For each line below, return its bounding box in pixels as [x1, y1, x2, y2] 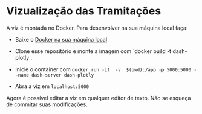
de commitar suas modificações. [6, 101, 88, 108]
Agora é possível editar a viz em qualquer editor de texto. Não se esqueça [6, 94, 191, 101]
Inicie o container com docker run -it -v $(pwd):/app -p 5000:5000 [15, 65, 192, 73]
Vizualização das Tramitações [6, 4, 161, 18]
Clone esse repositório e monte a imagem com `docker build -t [15, 47, 171, 55]
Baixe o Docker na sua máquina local [15, 36, 108, 43]
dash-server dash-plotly [31, 72, 94, 78]
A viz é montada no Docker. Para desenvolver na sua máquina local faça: [6, 24, 189, 31]
